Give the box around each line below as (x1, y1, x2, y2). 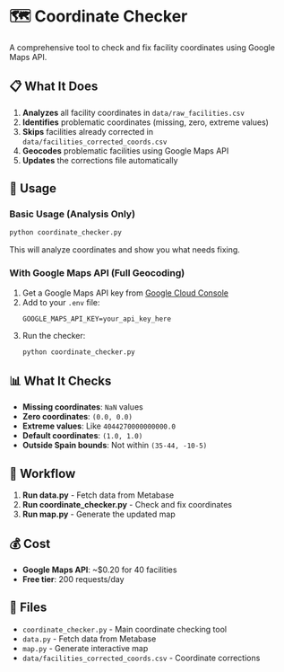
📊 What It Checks (9, 373, 112, 388)
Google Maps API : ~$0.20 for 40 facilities (22, 564, 177, 575)
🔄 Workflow (9, 465, 76, 481)
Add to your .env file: (22, 296, 100, 307)
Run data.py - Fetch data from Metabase (22, 490, 175, 500)
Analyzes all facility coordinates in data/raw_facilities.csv (22, 107, 245, 118)
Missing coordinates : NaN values (22, 402, 143, 412)
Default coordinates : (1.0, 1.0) (22, 430, 143, 441)
